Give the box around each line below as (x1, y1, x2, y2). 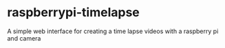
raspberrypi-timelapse (7, 5, 140, 20)
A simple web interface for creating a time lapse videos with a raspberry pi (7, 27, 219, 35)
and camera (7, 34, 41, 42)
